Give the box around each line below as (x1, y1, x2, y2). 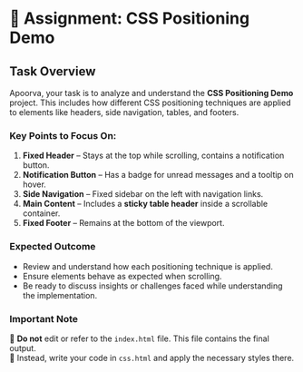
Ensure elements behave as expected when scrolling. (22, 270, 222, 281)
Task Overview (9, 64, 96, 79)
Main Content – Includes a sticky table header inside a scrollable (22, 199, 269, 210)
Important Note (9, 312, 79, 325)
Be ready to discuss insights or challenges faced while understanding (22, 280, 283, 291)
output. (9, 342, 36, 353)
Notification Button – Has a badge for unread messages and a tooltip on (22, 170, 295, 181)
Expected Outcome (9, 240, 96, 253)
